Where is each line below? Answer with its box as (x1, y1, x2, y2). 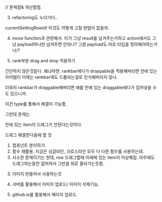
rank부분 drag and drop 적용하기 (12, 58, 76, 63)
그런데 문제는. (5, 111, 32, 117)
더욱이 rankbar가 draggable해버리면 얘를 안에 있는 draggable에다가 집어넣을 (5, 85, 152, 90)
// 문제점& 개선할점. (5, 4, 42, 10)
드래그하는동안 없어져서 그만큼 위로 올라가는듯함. (12, 161, 104, 166)
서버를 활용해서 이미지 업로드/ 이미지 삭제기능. (12, 182, 99, 187)
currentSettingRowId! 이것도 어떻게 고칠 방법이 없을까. (5, 25, 110, 31)
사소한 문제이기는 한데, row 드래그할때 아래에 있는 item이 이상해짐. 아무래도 (12, 155, 155, 160)
